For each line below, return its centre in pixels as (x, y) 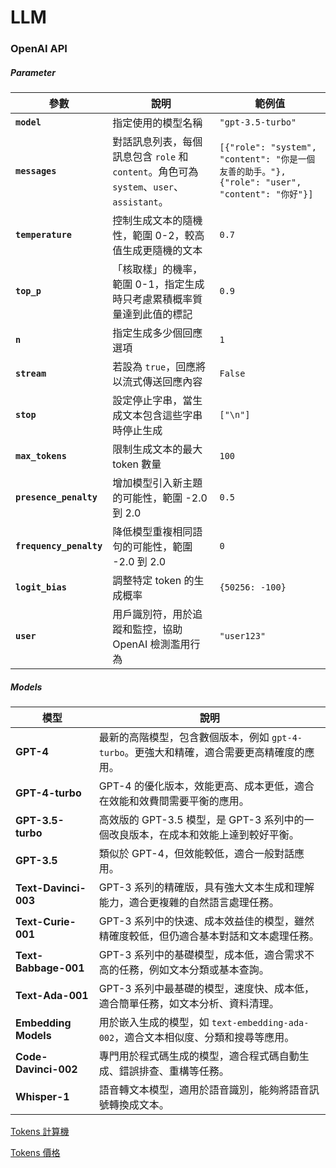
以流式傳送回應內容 (157, 382)
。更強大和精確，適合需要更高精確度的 (214, 753)
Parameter (33, 72)
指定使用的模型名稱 (157, 123)
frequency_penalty (59, 546)
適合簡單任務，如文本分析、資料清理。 (189, 1004)
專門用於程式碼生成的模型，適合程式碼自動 (199, 1056)
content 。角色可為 (155, 172)
